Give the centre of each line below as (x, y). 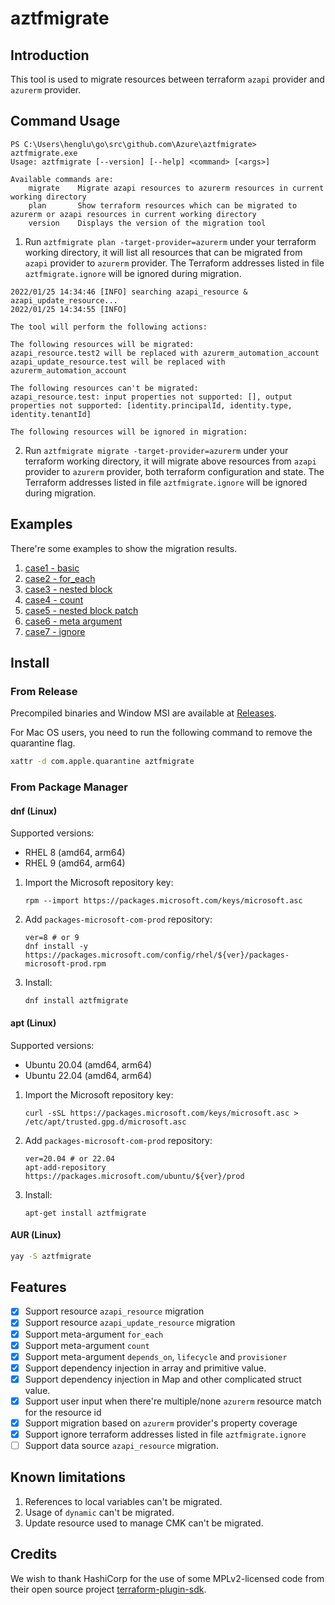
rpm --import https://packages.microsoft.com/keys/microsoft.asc (163, 901)
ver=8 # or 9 (52, 938)
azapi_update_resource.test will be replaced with (118, 362)
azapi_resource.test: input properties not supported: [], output (151, 397)
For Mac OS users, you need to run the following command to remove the (161, 733)
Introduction (50, 55)
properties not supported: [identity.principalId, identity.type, (151, 405)
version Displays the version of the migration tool (147, 223)
